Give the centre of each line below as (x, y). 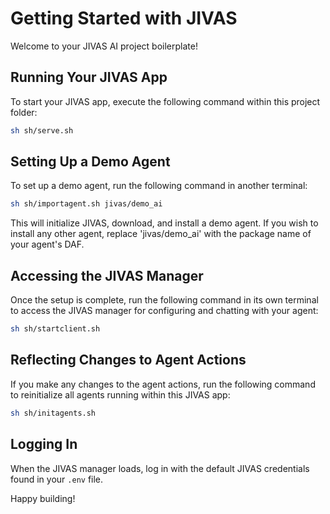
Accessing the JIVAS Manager (107, 275)
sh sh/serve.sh (42, 130)
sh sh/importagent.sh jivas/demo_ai (86, 204)
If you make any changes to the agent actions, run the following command (163, 384)
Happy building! (43, 498)
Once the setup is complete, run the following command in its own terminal (164, 300)
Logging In (44, 444)
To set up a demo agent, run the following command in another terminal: (159, 186)
